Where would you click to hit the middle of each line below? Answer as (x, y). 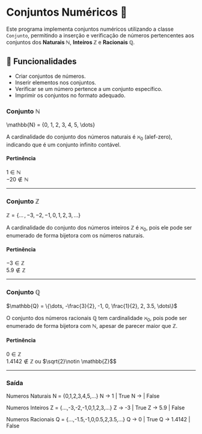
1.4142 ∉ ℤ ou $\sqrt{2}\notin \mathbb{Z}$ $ (62, 361)
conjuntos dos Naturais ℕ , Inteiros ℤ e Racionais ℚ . (71, 42)
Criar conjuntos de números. (50, 76)
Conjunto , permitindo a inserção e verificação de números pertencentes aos (100, 35)
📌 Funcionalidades (41, 62)
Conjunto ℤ (23, 201)
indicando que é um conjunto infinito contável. (64, 145)
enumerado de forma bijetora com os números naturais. (75, 236)
